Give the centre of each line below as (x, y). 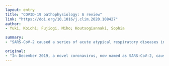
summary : (14, 37)
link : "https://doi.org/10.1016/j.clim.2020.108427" (62, 19)
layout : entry (20, 10)
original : (16, 51)
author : (13, 24)
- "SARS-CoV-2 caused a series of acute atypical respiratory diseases (82, 42)
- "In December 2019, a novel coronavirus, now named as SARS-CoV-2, (80, 55)
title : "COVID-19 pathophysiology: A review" (54, 14)
